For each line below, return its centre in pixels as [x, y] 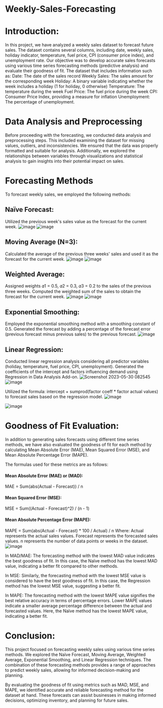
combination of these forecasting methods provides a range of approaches [80, 665]
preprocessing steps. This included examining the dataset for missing [75, 141]
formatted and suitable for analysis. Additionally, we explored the [70, 151]
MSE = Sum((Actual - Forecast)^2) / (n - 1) [47, 508]
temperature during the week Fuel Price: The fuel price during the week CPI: [81, 92]
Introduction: [32, 31]
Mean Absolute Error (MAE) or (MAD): [44, 476]
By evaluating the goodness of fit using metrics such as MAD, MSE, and [77, 685]
